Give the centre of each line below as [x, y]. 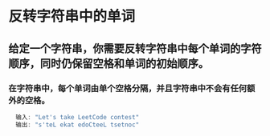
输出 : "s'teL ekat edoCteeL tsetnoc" [78, 125]
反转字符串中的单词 [72, 16]
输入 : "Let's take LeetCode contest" [78, 117]
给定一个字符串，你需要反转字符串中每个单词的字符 [135, 48]
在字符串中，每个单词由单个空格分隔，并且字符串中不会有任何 [128, 88]
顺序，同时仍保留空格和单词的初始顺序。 [108, 64]
